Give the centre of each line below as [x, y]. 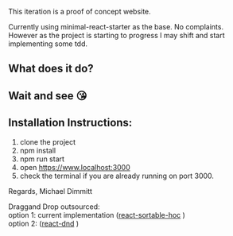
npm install [38, 150]
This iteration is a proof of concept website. [80, 12]
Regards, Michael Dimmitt [50, 191]
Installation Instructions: [70, 123]
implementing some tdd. [48, 44]
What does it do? [51, 69]
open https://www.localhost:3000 [75, 167]
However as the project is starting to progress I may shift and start [116, 35]
